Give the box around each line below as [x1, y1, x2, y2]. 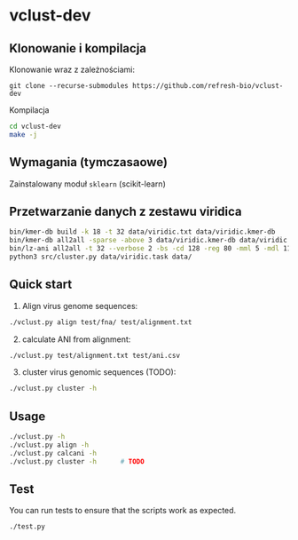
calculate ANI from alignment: [21, 334, 131, 345]
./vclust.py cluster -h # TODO [9, 457, 145, 466]
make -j [9, 130, 38, 139]
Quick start [9, 277, 73, 292]
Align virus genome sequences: [21, 300, 138, 311]
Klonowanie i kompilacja [9, 41, 147, 56]
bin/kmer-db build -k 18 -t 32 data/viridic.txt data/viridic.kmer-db [9, 227, 276, 236]
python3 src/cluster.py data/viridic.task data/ [9, 252, 192, 261]
